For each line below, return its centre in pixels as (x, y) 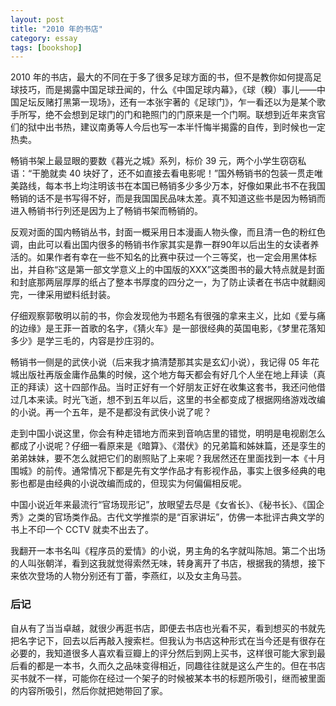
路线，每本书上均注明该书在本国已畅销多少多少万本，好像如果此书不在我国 (172, 186)
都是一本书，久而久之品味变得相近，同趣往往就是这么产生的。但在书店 (181, 665)
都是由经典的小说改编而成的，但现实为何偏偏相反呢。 (137, 483)
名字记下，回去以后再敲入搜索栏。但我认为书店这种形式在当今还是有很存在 (172, 640)
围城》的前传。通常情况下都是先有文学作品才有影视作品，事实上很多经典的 (163, 471)
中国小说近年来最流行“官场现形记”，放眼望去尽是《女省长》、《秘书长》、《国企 (167, 505)
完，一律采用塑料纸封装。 (63, 295)
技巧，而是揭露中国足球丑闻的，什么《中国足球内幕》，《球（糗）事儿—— (167, 90)
